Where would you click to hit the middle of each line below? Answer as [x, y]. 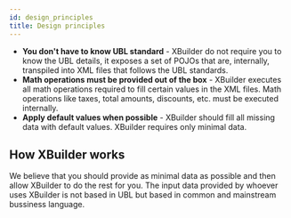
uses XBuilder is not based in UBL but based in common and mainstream [143, 195]
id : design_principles [51, 17]
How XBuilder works [67, 154]
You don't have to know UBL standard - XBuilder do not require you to [152, 51]
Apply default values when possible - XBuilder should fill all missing [149, 117]
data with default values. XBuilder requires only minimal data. [134, 126]
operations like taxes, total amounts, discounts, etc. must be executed [150, 98]
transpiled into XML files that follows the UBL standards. [125, 70]
